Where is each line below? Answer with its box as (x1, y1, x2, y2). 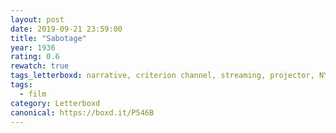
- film (19, 89, 47, 99)
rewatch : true (10, 61, 70, 71)
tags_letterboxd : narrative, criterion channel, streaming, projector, (10, 71, 315, 81)
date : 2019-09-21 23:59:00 (10, 24, 123, 34)
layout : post (10, 14, 65, 25)
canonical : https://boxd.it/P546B (10, 107, 155, 118)
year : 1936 (10, 42, 56, 53)
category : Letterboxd (10, 98, 101, 108)
